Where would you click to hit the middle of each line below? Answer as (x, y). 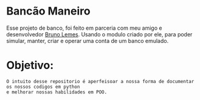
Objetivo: (30, 65)
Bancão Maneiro (48, 11)
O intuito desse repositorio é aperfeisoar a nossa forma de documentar (100, 81)
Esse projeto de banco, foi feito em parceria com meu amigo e (84, 28)
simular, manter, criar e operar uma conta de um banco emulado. (88, 41)
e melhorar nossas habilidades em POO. (57, 92)
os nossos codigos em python (43, 87)
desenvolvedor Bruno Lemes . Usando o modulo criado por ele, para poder (99, 34)
